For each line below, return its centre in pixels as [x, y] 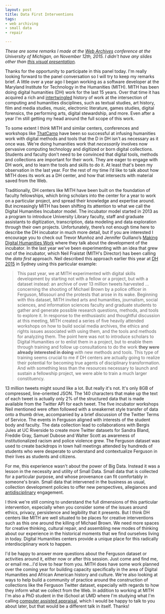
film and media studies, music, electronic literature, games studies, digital [80, 108]
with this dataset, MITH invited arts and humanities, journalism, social [87, 300]
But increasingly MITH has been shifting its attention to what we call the [78, 206]
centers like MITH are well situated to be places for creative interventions [79, 518]
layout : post [18, 10]
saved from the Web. [26, 181]
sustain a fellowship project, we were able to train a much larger [82, 373]
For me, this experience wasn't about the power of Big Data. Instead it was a [82, 466]
